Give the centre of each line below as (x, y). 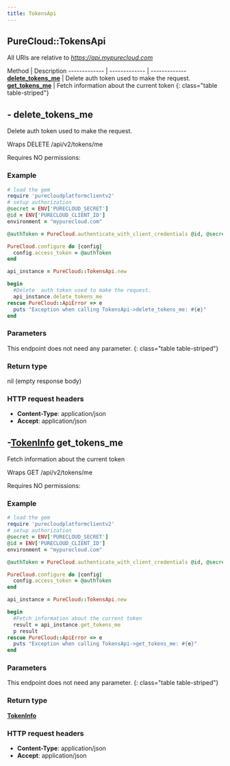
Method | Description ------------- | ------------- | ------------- (97, 71)
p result (26, 631)
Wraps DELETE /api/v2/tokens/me (55, 144)
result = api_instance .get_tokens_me (67, 625)
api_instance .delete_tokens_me (58, 297)
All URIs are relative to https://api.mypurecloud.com (80, 58)
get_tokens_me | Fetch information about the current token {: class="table (112, 86)
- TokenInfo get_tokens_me (65, 442)
